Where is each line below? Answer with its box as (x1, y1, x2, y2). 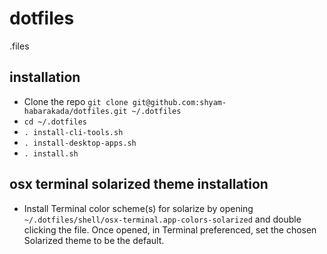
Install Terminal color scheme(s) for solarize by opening (23, 202, 254, 214)
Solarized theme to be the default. (23, 234, 165, 246)
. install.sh (23, 148, 79, 159)
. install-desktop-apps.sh (23, 138, 137, 148)
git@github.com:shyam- (132, 97, 227, 107)
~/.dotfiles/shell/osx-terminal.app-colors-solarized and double (23, 213, 302, 225)
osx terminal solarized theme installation (9, 176, 269, 193)
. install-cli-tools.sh (23, 127, 124, 137)
